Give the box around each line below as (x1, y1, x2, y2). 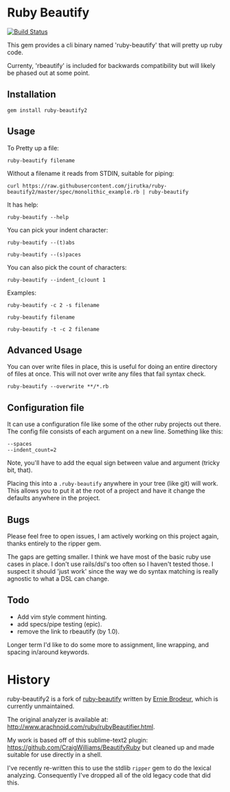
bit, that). (7, 466, 33, 475)
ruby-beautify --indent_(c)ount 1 (7, 276, 106, 283)
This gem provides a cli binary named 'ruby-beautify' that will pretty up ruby (7, 41, 223, 49)
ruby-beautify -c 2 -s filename (7, 302, 100, 308)
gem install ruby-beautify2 (7, 106, 88, 114)
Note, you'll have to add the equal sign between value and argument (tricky (7, 459, 220, 467)
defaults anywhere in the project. (7, 494, 101, 502)
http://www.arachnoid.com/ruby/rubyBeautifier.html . (7, 723, 156, 731)
